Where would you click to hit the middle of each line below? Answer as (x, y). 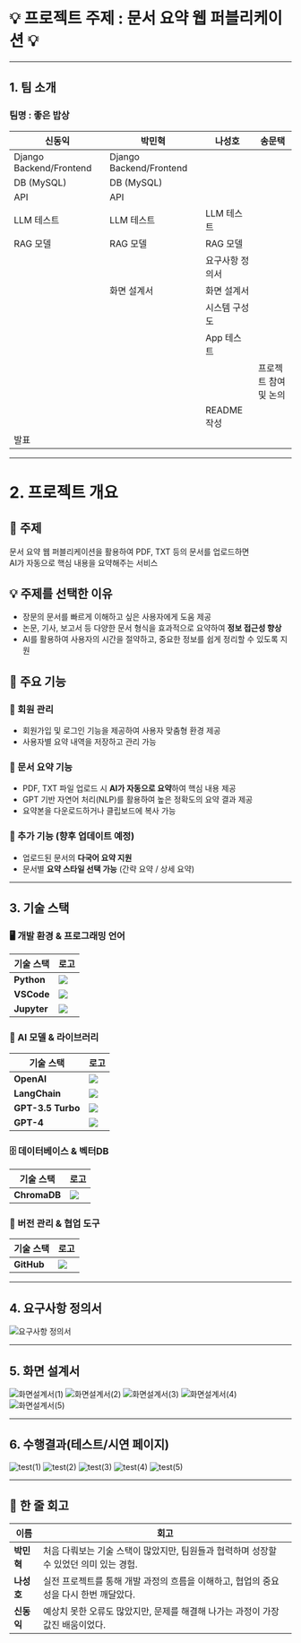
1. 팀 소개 (33, 87)
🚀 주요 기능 (38, 681)
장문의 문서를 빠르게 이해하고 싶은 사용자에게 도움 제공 (117, 617)
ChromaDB (37, 1195)
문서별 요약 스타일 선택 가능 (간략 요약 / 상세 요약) (108, 869)
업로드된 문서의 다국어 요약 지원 (77, 857)
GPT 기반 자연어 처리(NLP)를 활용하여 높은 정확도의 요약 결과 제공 (138, 800)
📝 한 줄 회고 (39, 1506)
